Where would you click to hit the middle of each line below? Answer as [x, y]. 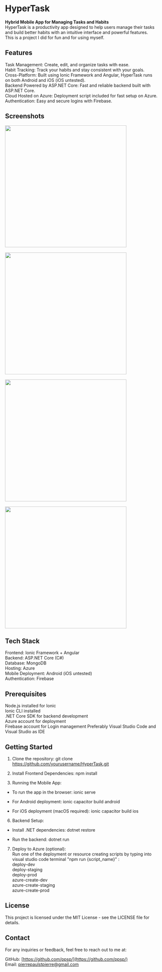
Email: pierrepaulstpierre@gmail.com [42, 964]
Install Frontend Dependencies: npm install [55, 773]
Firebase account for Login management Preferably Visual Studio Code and [81, 726]
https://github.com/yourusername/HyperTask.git [60, 764]
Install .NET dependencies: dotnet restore [54, 830]
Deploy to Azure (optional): [39, 849]
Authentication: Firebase [30, 679]
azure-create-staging [33, 885]
